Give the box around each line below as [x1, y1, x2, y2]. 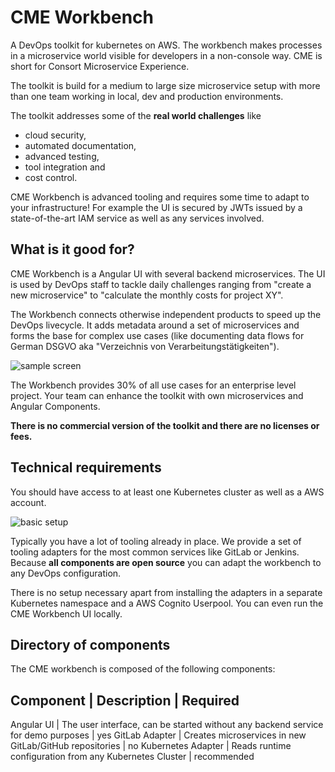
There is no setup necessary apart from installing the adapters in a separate [10, 586, 323, 598]
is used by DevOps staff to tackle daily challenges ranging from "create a [10, 278, 312, 290]
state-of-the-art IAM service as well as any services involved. [10, 212, 265, 224]
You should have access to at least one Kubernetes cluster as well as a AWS [10, 486, 325, 498]
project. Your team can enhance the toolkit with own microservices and [10, 389, 304, 401]
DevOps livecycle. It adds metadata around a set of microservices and [10, 319, 300, 331]
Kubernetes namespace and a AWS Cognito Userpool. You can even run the [10, 597, 324, 609]
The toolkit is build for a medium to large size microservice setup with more [10, 79, 321, 91]
